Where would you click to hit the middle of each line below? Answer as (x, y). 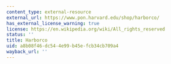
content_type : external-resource (49, 12)
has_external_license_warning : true (53, 23)
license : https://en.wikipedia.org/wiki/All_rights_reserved (86, 29)
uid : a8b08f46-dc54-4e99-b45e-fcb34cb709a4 (63, 46)
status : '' (20, 35)
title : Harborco (27, 40)
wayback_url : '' (27, 52)
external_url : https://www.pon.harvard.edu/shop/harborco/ (83, 18)
